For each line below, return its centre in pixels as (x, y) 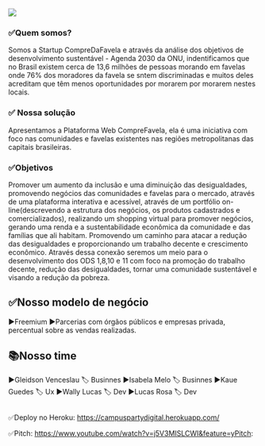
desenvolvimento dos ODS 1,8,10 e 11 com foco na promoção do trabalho (127, 261)
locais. (19, 92)
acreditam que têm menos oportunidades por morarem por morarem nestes (132, 84)
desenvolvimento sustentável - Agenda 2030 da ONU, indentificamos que (129, 59)
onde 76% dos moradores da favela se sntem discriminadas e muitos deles (131, 75)
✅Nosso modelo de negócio (79, 303)
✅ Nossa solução (42, 113)
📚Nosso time (42, 356)
